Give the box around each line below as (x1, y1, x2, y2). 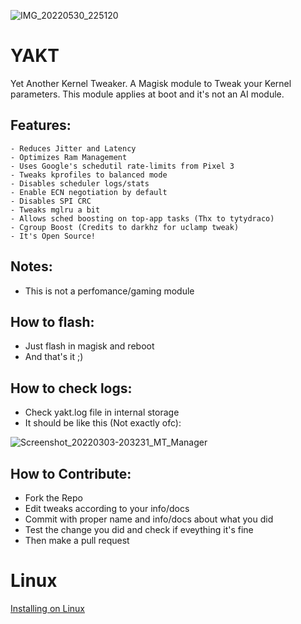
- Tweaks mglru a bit (10, 205, 101, 215)
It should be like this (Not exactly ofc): (24, 417, 182, 429)
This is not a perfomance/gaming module (24, 285, 195, 297)
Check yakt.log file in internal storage (24, 406, 180, 419)
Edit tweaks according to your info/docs (24, 503, 190, 514)
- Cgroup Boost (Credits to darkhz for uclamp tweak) (10, 222, 240, 232)
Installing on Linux (10, 602, 85, 614)
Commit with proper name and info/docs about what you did (24, 513, 274, 525)
